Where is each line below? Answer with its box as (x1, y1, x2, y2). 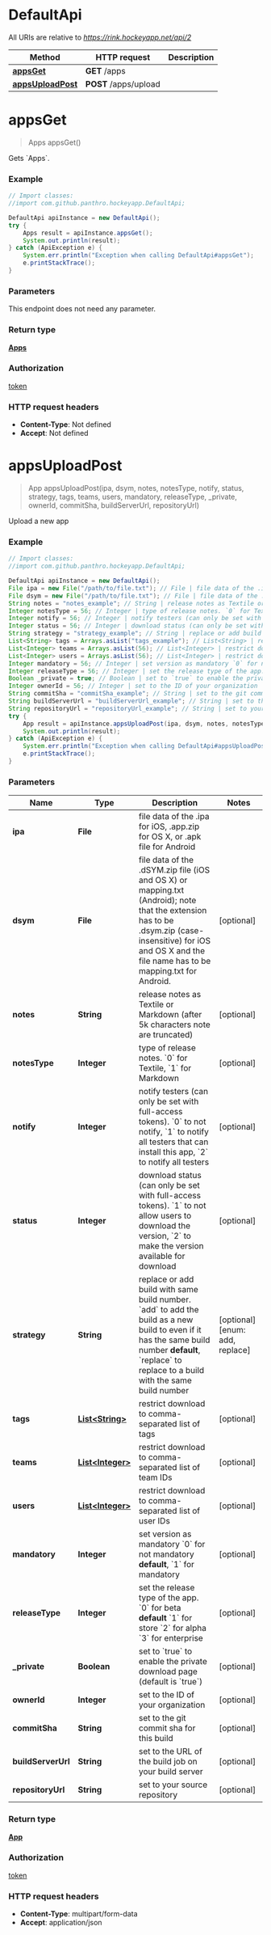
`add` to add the (138, 1304, 199, 1316)
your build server (138, 1766, 203, 1777)
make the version (138, 1240, 204, 1252)
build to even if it (138, 1325, 202, 1336)
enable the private (138, 1656, 208, 1667)
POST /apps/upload (85, 78, 161, 90)
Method (29, 51, 60, 62)
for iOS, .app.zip (138, 821, 200, 832)
